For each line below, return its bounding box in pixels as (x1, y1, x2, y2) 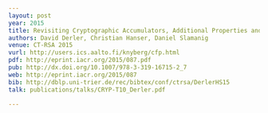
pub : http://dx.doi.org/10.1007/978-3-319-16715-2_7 (8, 64, 187, 72)
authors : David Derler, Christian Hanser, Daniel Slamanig (8, 33, 209, 42)
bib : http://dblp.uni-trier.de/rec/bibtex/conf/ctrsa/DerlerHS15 (8, 78, 230, 86)
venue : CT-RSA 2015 (8, 41, 73, 49)
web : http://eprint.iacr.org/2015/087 (8, 71, 137, 79)
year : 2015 (8, 19, 45, 27)
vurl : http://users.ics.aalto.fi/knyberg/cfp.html (8, 49, 180, 56)
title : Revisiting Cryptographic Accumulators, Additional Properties (8, 26, 248, 34)
